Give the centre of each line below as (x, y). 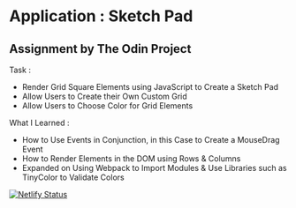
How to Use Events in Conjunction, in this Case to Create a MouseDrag (151, 140)
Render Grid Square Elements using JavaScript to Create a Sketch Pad (150, 87)
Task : (20, 70)
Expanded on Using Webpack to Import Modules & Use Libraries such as (154, 168)
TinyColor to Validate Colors (73, 177)
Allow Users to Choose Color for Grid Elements (107, 106)
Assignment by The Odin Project (100, 49)
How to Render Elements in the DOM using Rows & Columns (131, 159)
